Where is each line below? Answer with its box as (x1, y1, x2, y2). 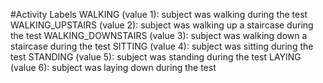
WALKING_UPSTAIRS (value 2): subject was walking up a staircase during (10, 19, 314, 31)
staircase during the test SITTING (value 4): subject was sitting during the (10, 40, 314, 52)
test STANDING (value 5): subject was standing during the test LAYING (10, 51, 302, 63)
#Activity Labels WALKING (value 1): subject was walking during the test (10, 9, 308, 20)
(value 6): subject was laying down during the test (10, 62, 217, 73)
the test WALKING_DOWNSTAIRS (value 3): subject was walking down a (10, 30, 308, 41)
